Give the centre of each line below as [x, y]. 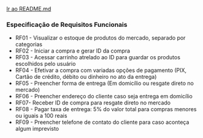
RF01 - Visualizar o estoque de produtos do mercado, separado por [100, 38]
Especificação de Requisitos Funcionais [67, 24]
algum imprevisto [37, 129]
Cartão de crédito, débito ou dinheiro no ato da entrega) [86, 77]
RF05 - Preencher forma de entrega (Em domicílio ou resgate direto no [105, 83]
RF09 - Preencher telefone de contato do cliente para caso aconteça [102, 122]
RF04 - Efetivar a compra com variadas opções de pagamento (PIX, [101, 70]
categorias [29, 45]
